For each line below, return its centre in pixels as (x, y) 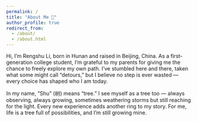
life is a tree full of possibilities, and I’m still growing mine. (77, 113)
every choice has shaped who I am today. (57, 81)
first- (177, 56)
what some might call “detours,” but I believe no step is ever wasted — (93, 75)
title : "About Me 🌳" (32, 17)
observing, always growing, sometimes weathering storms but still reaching (99, 100)
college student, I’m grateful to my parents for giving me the (107, 62)
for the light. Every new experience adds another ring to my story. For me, (96, 106)
